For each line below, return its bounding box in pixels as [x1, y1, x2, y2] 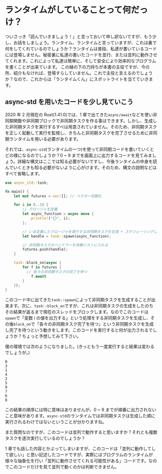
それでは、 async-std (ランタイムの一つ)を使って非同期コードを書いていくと [5, 146, 154, 152]
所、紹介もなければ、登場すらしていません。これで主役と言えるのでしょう [5, 70, 153, 76]
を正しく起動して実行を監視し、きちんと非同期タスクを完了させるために [5, 130, 149, 136]
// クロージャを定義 [22, 207, 58, 212]
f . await [30, 274, 47, 279]
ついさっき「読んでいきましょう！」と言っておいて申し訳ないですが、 [5, 34, 144, 39]
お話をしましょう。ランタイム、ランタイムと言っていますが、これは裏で [13, 39, 157, 45]
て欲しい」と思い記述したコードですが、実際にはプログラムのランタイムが [5, 452, 153, 457]
